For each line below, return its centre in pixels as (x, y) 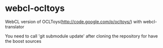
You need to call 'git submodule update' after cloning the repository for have (81, 36)
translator (15, 26)
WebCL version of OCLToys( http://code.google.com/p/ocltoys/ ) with (73, 22)
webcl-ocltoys (35, 8)
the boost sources (23, 41)
